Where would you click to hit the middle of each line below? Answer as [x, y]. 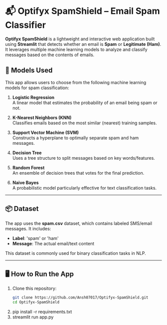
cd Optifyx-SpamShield [36, 302]
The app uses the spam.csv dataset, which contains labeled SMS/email [79, 223]
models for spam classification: [37, 88]
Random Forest [28, 167]
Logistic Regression [33, 97]
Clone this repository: [34, 289]
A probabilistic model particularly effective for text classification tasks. [84, 188]
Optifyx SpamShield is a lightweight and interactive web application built [80, 39]
